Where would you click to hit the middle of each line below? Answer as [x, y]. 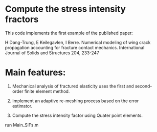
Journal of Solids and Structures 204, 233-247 [52, 53]
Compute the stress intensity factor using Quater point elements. [77, 115]
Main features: [35, 73]
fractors [22, 19]
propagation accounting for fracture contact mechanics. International [75, 47]
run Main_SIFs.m [22, 125]
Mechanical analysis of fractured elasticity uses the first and [73, 86]
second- [144, 86]
